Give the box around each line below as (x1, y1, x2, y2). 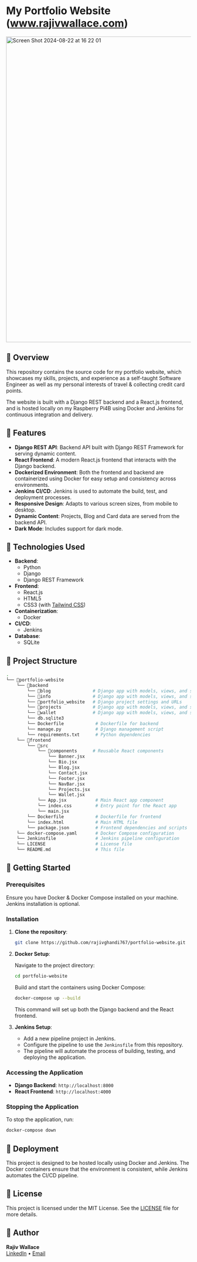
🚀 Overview (6, 353, 49, 363)
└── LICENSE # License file (16, 841, 133, 847)
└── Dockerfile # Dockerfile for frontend (27, 813, 161, 819)
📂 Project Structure (6, 656, 77, 666)
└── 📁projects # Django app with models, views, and (27, 705, 188, 710)
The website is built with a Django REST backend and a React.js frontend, (6, 398, 184, 406)
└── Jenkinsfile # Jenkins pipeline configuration (16, 836, 180, 842)
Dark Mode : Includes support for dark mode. (14, 525, 123, 532)
